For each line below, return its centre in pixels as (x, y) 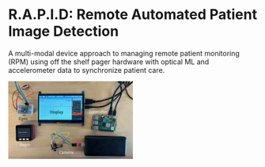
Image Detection (64, 31)
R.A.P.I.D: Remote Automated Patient (133, 15)
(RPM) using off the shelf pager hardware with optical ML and (109, 62)
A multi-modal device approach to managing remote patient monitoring (124, 53)
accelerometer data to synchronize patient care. (87, 70)
